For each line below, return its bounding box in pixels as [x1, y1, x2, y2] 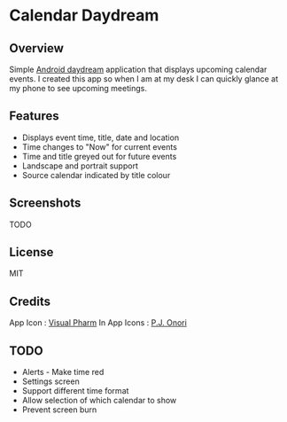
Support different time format [21, 386, 129, 396]
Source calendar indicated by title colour [21, 169, 171, 180]
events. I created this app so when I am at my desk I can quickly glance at [9, 74, 279, 84]
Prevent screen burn [21, 404, 97, 415]
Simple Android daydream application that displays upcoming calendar [9, 64, 268, 74]
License [9, 245, 54, 260]
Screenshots [9, 196, 81, 211]
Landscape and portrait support [21, 160, 139, 171]
